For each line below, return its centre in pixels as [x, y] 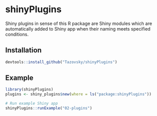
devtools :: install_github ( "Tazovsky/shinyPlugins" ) [61, 62]
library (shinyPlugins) [29, 90]
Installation [23, 50]
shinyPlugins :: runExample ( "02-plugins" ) [49, 108]
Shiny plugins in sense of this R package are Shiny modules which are [79, 23]
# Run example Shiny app [32, 104]
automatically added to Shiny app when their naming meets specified [78, 28]
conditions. [17, 34]
